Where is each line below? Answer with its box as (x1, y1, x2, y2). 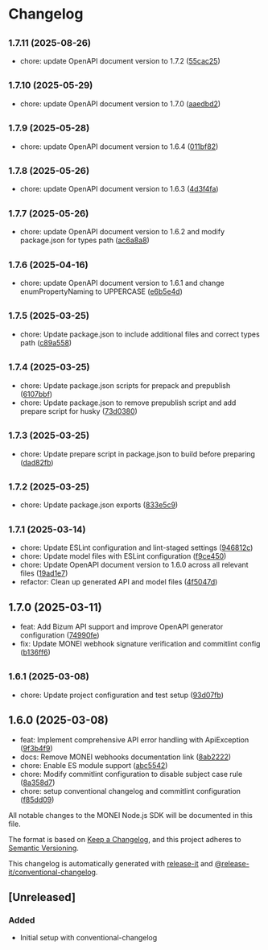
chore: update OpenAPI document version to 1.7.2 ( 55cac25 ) (19, 56, 221, 65)
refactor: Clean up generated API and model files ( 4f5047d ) (19, 577, 218, 587)
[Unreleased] (8, 890, 76, 904)
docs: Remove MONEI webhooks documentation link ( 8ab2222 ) (19, 752, 232, 762)
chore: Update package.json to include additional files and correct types (19, 329, 260, 339)
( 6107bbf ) (19, 389, 53, 399)
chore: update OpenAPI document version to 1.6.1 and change (19, 279, 225, 288)
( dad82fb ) (19, 457, 54, 467)
